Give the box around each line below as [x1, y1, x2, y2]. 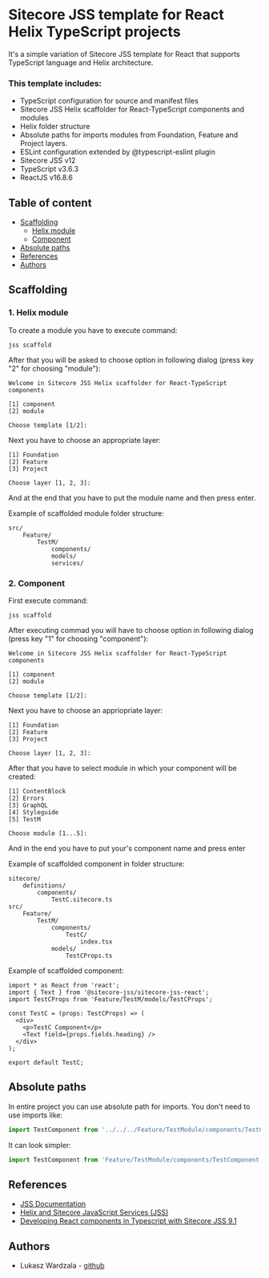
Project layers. [19, 139, 68, 148]
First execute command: [8, 596, 88, 606]
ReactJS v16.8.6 [19, 172, 74, 182]
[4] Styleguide [8, 809, 59, 817]
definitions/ [22, 882, 66, 890]
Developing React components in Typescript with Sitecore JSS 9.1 [19, 1216, 238, 1226]
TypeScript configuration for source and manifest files [19, 96, 199, 106]
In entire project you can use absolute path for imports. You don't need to [8, 1102, 251, 1111]
